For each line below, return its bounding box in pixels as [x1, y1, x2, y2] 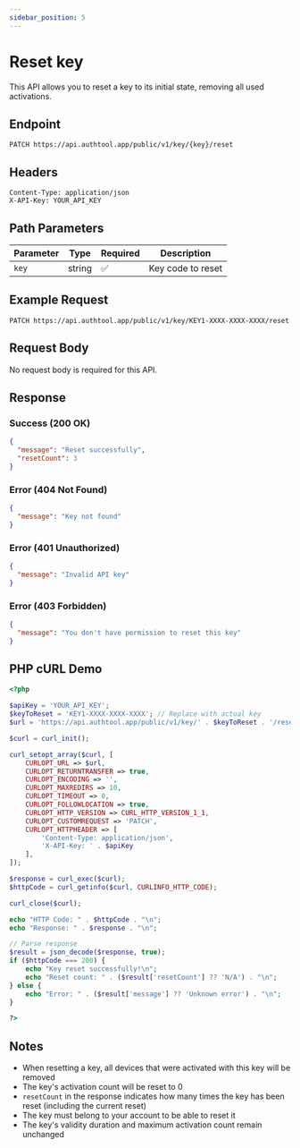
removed [21, 1072, 55, 1083]
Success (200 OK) [9, 417, 91, 429]
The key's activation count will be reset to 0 [21, 1082, 183, 1093]
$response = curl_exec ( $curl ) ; [9, 874, 126, 884]
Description [160, 247, 212, 259]
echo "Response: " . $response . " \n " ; [9, 923, 158, 932]
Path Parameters [9, 220, 104, 235]
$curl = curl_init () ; [9, 734, 90, 743]
